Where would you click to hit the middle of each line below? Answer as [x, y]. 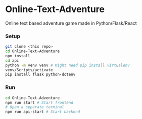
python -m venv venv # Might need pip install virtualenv [67, 65]
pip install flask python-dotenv [40, 75]
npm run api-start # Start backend [43, 112]
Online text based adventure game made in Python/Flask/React [71, 23]
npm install [18, 56]
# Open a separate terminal [35, 107]
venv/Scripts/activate [29, 70]
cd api [12, 61]
